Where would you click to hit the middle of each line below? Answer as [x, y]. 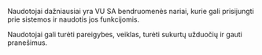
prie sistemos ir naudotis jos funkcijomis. [73, 19]
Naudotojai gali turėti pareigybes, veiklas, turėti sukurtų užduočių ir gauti [125, 34]
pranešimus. [28, 43]
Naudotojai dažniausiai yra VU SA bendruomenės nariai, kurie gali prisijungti [131, 11]
